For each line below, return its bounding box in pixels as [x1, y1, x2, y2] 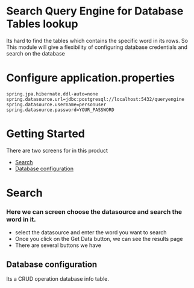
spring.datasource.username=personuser [6, 101, 107, 107]
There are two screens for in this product [6, 147, 108, 154]
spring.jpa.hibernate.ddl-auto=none [6, 91, 98, 97]
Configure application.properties [6, 71, 175, 85]
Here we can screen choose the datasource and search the [6, 207, 183, 216]
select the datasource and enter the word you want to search [14, 229, 167, 236]
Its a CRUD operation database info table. [6, 275, 110, 283]
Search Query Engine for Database [6, 4, 184, 18]
